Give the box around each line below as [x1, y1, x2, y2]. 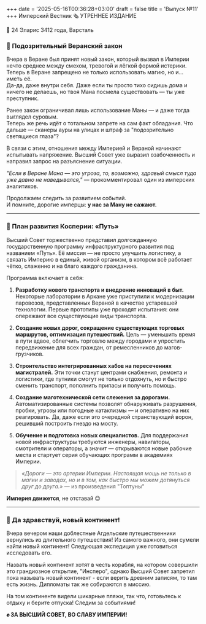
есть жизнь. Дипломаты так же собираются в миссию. [6, 580, 151, 588]
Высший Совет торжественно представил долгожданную [6, 236, 158, 243]
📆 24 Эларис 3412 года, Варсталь [6, 26, 94, 33]
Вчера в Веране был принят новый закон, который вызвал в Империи [6, 55, 189, 63]
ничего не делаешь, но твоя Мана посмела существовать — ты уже [6, 88, 185, 96]
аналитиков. [6, 182, 39, 190]
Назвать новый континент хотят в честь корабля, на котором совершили [6, 561, 198, 568]
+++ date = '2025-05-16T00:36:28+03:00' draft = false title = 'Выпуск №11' [6, 6, 199, 12]
